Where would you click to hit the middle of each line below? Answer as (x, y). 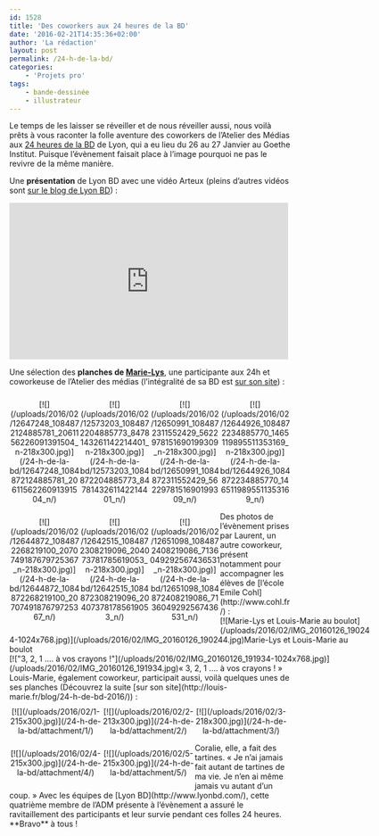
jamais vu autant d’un (234, 786)
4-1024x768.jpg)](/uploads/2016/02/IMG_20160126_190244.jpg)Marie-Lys (145, 640)
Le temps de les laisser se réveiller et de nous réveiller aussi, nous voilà (140, 126)
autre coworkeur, (251, 545)
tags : (19, 84)
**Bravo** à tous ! (44, 824)
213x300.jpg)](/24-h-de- (148, 721)
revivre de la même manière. (62, 164)
